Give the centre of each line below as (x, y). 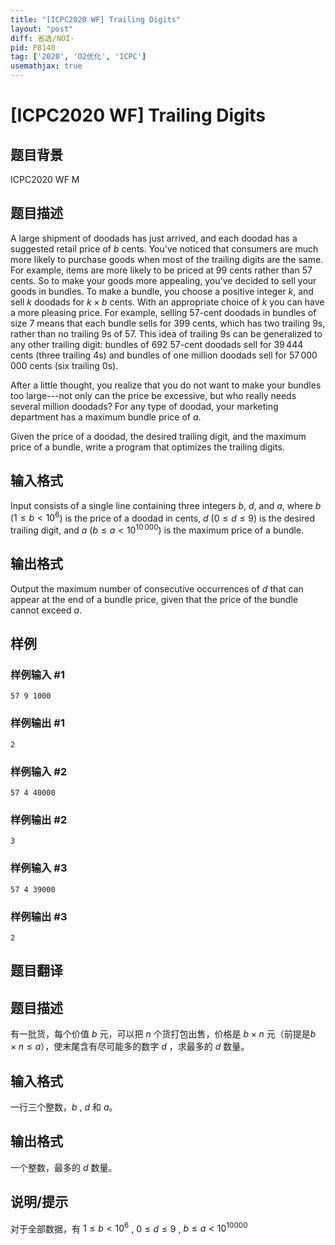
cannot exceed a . (46, 610)
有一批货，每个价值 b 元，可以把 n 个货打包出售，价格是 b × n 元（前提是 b (163, 1034)
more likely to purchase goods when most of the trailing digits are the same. (167, 259)
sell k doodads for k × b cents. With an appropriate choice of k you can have (167, 302)
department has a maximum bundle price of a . (106, 417)
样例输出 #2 (39, 819)
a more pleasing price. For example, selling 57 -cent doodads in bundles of (163, 312)
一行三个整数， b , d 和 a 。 (64, 1107)
